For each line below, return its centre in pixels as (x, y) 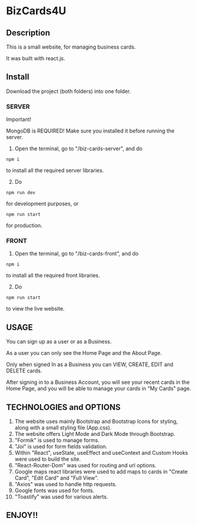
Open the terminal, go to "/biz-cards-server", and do (78, 148)
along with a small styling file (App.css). (63, 428)
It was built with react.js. (36, 58)
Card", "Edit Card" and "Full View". (57, 478)
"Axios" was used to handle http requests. (65, 484)
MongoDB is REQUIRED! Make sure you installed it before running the (91, 131)
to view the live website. (35, 309)
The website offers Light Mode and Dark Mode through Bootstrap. (95, 434)
